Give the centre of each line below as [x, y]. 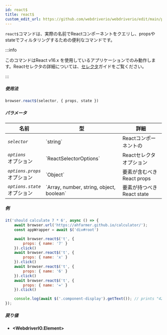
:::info [11, 50]
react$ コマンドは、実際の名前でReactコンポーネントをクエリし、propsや [80, 34]
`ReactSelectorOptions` [73, 159]
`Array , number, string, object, [81, 187]
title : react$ [20, 14]
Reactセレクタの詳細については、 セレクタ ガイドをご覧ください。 [80, 67]
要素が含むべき [140, 172]
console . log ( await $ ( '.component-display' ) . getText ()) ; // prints [84, 299]
